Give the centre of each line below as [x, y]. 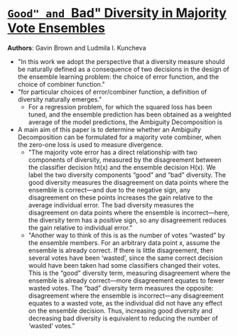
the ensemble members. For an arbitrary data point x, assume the [124, 242]
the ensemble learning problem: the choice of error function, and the [118, 77]
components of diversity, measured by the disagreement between [125, 159]
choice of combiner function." [61, 84]
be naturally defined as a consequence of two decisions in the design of [123, 69]
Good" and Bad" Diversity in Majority [117, 13]
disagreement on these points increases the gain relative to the [120, 197]
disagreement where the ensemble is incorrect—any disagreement [126, 296]
